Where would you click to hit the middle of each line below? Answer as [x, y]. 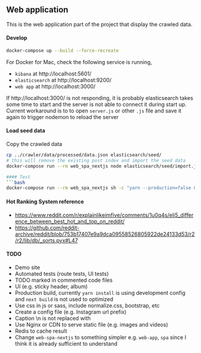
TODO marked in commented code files [64, 280]
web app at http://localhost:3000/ [55, 86]
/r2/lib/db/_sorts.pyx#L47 [46, 240]
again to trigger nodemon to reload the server [63, 117]
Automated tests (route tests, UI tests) [62, 273]
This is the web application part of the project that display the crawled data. [99, 24]
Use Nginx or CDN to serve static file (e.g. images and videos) [92, 324]
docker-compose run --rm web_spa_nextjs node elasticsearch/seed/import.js [103, 166]
